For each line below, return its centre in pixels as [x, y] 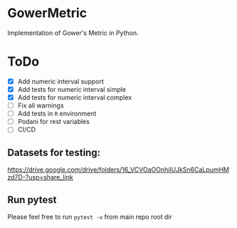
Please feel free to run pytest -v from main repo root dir [90, 217]
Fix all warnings [41, 105]
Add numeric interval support [61, 81]
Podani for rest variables [54, 122]
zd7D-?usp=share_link [40, 177]
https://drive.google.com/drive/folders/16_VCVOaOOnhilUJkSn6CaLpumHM [118, 170]
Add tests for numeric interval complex [75, 97]
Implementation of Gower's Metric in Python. [73, 33]
